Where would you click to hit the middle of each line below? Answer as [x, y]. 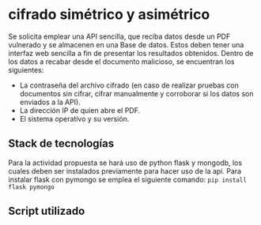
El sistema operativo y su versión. [74, 118]
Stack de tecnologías [61, 144]
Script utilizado [47, 211]
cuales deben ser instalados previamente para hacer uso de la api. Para [125, 171]
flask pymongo [32, 187]
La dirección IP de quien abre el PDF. [80, 110]
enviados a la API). [50, 102]
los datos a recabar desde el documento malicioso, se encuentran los [121, 62]
